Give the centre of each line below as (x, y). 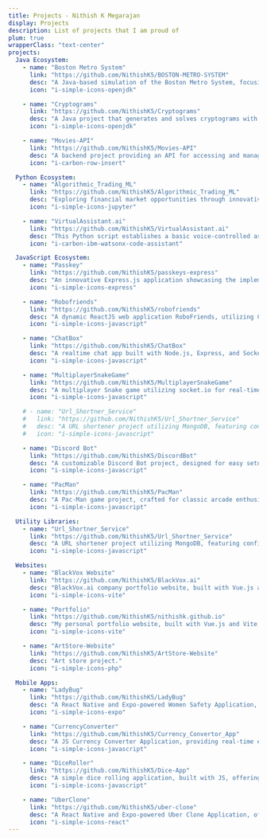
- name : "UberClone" (56, 800)
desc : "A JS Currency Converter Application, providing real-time (141, 742)
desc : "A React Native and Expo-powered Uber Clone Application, (139, 815)
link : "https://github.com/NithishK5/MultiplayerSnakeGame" (131, 382)
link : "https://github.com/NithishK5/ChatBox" (108, 346)
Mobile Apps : (37, 683)
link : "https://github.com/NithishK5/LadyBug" (108, 698)
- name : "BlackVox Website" (69, 573)
